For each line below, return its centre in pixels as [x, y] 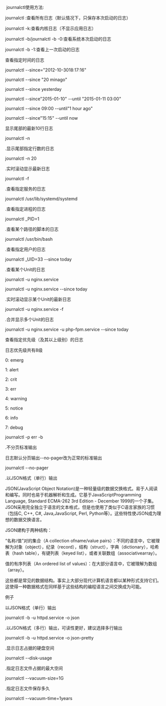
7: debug [14, 427]
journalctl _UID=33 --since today [38, 259]
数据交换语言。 [29, 520]
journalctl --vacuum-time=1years [39, 698]
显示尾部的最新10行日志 [29, 128]
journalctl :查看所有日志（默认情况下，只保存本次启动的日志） [68, 18]
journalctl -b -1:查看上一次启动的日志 [43, 49]
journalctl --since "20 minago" [36, 79]
